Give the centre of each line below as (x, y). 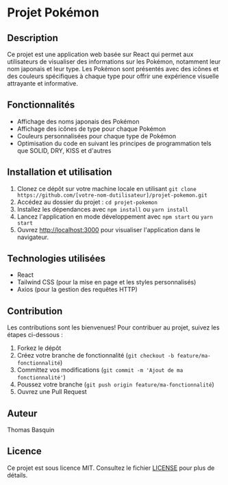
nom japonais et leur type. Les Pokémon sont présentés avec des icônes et (113, 69)
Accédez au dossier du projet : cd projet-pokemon (87, 202)
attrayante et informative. (43, 83)
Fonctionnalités (41, 105)
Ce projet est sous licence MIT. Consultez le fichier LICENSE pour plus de (111, 468)
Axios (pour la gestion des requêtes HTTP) (77, 290)
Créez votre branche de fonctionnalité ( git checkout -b (96, 356)
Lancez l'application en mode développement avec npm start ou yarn (115, 216)
